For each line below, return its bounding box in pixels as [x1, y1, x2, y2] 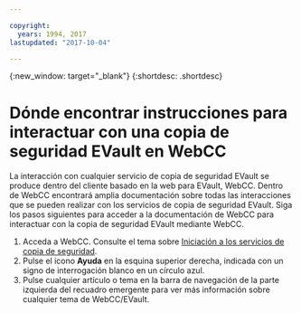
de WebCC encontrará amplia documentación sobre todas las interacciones [9, 190, 292, 201]
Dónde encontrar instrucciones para [9, 102, 287, 123]
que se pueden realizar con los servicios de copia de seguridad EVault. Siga [9, 200, 293, 211]
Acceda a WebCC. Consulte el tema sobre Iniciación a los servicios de [22, 236, 285, 247]
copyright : [9, 21, 51, 30]
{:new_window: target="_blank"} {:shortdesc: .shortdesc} [9, 71, 223, 81]
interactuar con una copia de [9, 121, 230, 142]
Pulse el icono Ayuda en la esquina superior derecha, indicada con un [22, 255, 284, 267]
